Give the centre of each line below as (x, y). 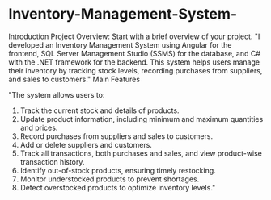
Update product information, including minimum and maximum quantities (142, 119)
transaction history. (52, 161)
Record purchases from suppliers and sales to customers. (116, 136)
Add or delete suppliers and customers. (86, 144)
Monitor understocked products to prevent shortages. (110, 179)
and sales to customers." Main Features (74, 79)
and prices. (39, 127)
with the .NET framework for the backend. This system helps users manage (134, 62)
